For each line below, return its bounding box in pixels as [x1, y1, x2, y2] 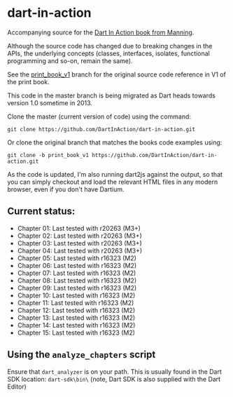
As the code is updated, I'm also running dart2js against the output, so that [7, 170, 223, 178]
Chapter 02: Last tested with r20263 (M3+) [17, 231, 142, 240]
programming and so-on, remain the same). [7, 56, 133, 65]
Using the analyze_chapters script [7, 349, 156, 361]
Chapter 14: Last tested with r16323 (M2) [17, 321, 136, 329]
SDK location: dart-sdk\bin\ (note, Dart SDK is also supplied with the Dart [7, 375, 221, 383]
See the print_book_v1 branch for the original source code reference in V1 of [7, 70, 226, 79]
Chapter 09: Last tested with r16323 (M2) [17, 283, 137, 292]
